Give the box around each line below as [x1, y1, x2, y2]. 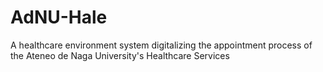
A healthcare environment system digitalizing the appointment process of [10, 39, 313, 51]
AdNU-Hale [10, 6, 108, 29]
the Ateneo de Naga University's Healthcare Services [10, 49, 230, 61]
